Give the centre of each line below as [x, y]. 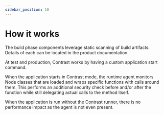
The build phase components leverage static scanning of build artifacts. [78, 47]
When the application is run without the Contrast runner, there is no [73, 102]
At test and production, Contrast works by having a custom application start [82, 62]
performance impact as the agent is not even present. [59, 107]
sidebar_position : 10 [27, 10]
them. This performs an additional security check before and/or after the [78, 87]
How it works [32, 34]
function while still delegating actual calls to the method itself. [67, 92]
